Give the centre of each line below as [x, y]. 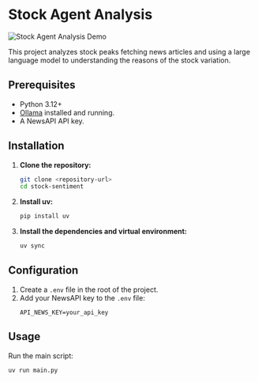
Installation [36, 146]
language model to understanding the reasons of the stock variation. [120, 60]
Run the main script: [41, 356]
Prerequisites [42, 85]
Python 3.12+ [41, 104]
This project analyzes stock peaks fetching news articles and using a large [129, 51]
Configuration [43, 270]
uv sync [32, 246]
